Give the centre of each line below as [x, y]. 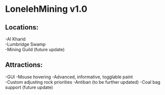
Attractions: [24, 65]
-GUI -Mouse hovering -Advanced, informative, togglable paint [69, 77]
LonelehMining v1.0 [46, 9]
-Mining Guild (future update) [35, 49]
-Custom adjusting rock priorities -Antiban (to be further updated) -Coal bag [83, 82]
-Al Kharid [15, 39]
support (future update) [29, 87]
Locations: [22, 27]
